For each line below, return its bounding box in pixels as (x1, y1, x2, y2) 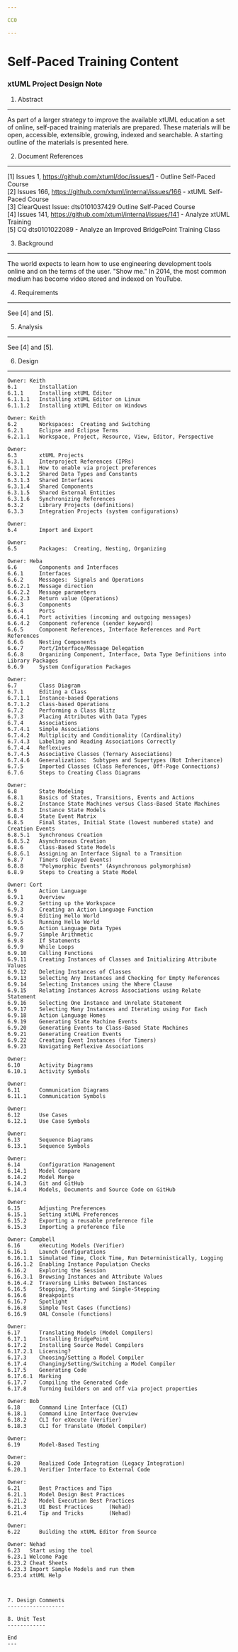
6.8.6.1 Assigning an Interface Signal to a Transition (7, 851, 182, 858)
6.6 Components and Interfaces (7, 564, 119, 571)
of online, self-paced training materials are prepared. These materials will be (7, 123, 230, 132)
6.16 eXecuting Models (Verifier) (7, 1242, 125, 1249)
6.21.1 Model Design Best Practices (7, 1491, 125, 1498)
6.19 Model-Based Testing (7, 1441, 100, 1449)
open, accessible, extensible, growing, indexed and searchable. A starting (7, 131, 223, 139)
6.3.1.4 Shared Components (7, 483, 93, 491)
